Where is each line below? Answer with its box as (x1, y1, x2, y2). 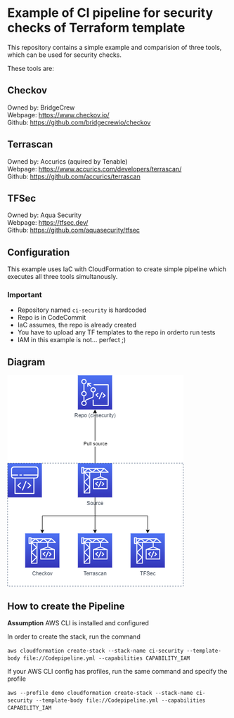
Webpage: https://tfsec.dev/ (7, 218, 89, 227)
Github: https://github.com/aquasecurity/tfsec (7, 226, 141, 235)
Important (7, 290, 42, 300)
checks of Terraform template (7, 20, 186, 36)
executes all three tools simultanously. (7, 273, 118, 281)
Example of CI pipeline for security (7, 5, 214, 21)
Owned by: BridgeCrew (7, 103, 75, 112)
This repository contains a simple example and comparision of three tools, (7, 43, 222, 51)
